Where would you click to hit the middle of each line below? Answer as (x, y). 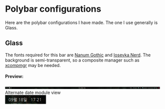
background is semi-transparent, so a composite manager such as (72, 60)
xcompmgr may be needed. (33, 65)
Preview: (14, 76)
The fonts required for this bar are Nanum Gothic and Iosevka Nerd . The (78, 55)
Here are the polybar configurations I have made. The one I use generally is (82, 22)
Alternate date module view (33, 92)
